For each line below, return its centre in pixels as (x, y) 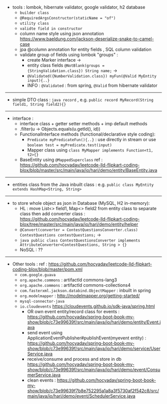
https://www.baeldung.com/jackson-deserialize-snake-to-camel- (87, 39)
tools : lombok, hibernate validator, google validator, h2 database (79, 7)
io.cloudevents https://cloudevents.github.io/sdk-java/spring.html (87, 306)
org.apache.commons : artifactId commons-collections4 (75, 285)
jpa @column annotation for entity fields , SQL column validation (85, 49)
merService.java (44, 375)
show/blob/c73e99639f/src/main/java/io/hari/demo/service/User (94, 348)
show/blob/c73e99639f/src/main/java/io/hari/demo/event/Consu (94, 369)
